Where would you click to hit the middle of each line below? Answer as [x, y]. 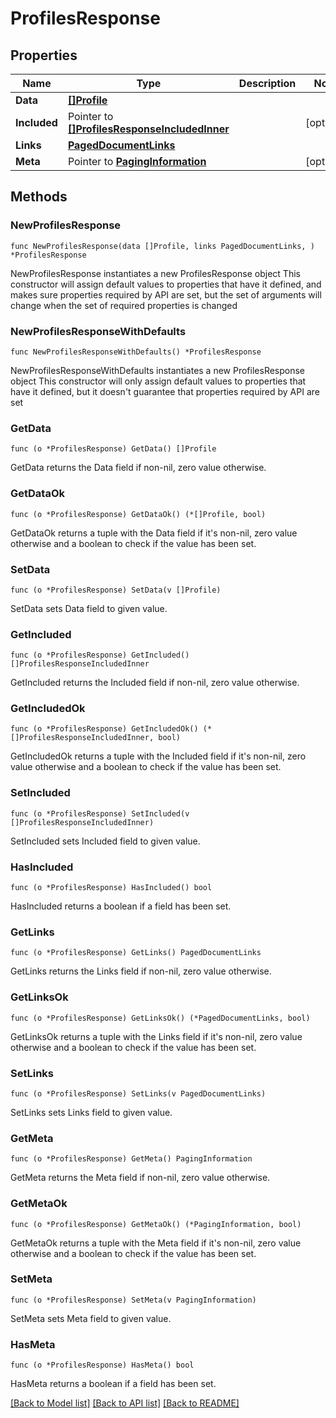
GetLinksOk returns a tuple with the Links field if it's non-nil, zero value [156, 1036]
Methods [39, 197]
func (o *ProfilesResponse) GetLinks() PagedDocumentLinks [136, 953]
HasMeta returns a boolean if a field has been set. [113, 1384]
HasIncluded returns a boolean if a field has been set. [121, 906]
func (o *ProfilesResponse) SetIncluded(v [100, 813]
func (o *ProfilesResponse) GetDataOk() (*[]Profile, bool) [138, 514]
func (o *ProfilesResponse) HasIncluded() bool [111, 888]
